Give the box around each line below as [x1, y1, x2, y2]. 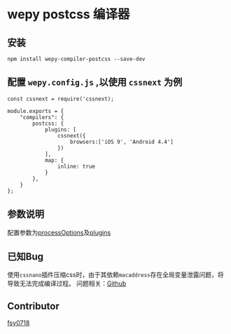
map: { [44, 156, 64, 163]
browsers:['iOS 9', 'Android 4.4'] [69, 138, 174, 145]
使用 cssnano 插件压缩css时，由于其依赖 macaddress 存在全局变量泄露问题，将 [7, 271, 224, 279]
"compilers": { [20, 114, 64, 121]
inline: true [57, 163, 96, 170]
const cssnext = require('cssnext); [7, 95, 114, 102]
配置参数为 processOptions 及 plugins [7, 228, 111, 236]
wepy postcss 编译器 [7, 6, 130, 22]
